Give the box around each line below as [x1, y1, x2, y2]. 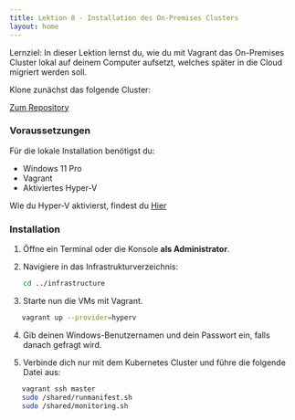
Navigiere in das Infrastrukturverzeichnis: [22, 261, 179, 272]
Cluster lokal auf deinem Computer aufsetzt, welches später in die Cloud [9, 57, 283, 68]
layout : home [9, 22, 59, 31]
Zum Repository [9, 101, 70, 112]
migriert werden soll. [9, 66, 88, 78]
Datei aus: [22, 366, 61, 377]
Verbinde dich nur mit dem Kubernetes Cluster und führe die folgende [22, 357, 286, 368]
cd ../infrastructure [22, 279, 105, 289]
